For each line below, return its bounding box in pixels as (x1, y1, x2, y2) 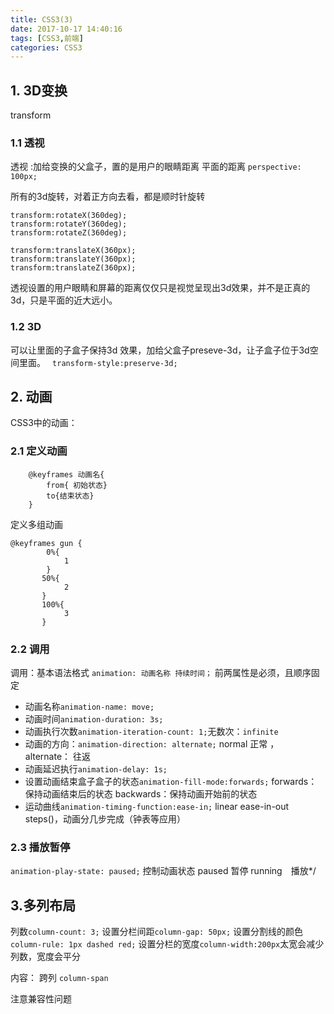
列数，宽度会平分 (10, 951, 81, 963)
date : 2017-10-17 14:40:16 (10, 24, 123, 34)
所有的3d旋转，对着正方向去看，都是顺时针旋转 (10, 191, 206, 203)
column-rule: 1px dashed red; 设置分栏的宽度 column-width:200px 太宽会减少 (10, 938, 325, 950)
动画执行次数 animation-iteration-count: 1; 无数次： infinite (24, 726, 279, 738)
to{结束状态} (46, 491, 95, 501)
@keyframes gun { (10, 538, 83, 548)
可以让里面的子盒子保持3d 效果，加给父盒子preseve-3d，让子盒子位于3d (10, 344, 310, 356)
